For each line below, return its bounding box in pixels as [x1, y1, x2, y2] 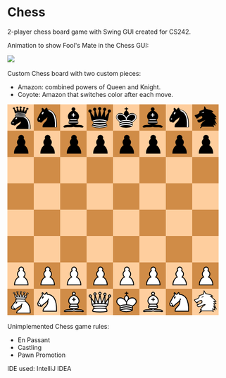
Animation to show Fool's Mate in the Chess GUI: [7, 41, 149, 49]
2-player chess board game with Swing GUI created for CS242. [7, 27, 192, 36]
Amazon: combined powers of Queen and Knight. [17, 82, 161, 91]
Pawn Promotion [17, 351, 65, 359]
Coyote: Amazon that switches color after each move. [17, 90, 174, 98]
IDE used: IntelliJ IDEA [7, 364, 72, 372]
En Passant [17, 335, 51, 344]
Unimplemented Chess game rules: [7, 322, 109, 330]
